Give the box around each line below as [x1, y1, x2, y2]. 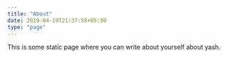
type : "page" [7, 23, 46, 30]
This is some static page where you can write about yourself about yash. [7, 43, 221, 52]
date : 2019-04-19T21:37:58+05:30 [7, 17, 107, 24]
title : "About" [7, 10, 53, 18]
